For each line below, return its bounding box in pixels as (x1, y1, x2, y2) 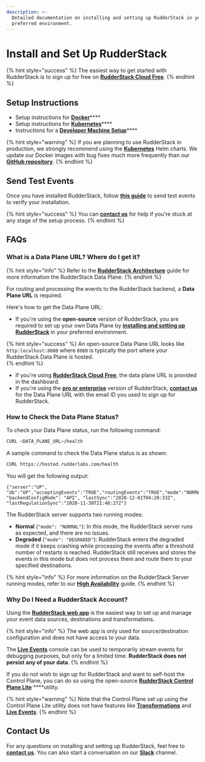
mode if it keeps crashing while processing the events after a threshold (15, 542, 194, 549)
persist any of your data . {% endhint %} (6, 658, 109, 666)
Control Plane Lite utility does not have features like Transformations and (6, 702, 192, 709)
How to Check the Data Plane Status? (6, 412, 119, 421)
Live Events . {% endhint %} (6, 708, 76, 716)
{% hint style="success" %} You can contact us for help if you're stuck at (6, 210, 192, 218)
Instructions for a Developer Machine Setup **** (15, 126, 138, 134)
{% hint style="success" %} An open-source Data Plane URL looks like (6, 340, 185, 347)
